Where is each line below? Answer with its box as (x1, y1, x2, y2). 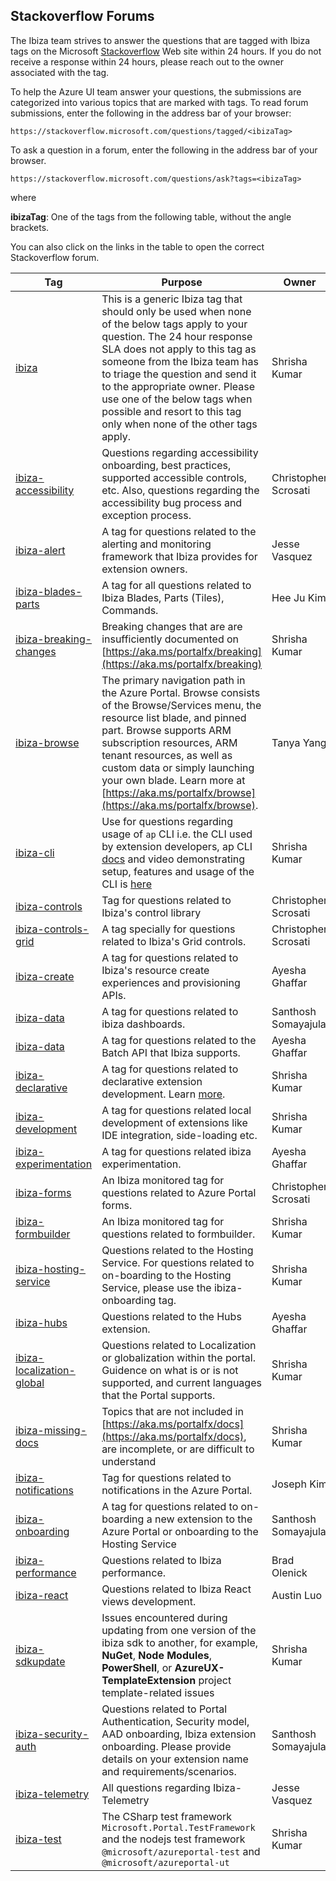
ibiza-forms (15, 1185, 72, 1199)
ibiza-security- (15, 1727, 90, 1741)
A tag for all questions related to (101, 578, 252, 592)
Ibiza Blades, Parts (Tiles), (101, 590, 225, 604)
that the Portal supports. (101, 1388, 216, 1402)
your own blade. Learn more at (101, 773, 246, 787)
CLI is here (101, 877, 152, 891)
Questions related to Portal (101, 1702, 228, 1716)
